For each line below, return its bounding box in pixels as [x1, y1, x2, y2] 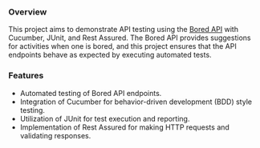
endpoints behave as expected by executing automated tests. [8, 50, 212, 60]
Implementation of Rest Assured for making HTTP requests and [19, 122, 230, 132]
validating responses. [19, 130, 91, 140]
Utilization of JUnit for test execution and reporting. [19, 114, 190, 123]
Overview [8, 6, 47, 18]
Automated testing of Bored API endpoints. [19, 88, 162, 98]
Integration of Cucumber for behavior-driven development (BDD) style [19, 97, 253, 106]
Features [8, 70, 44, 82]
